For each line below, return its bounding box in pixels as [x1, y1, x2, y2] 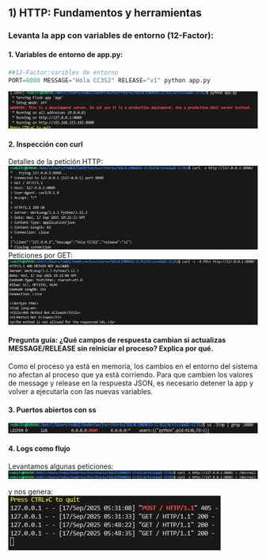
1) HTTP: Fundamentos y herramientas [8, 6, 202, 20]
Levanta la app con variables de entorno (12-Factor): [8, 30, 214, 41]
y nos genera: [8, 487, 54, 496]
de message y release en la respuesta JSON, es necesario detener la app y [8, 378, 254, 388]
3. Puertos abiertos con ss [8, 404, 97, 415]
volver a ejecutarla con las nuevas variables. [8, 387, 153, 396]
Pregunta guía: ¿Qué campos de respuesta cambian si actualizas [8, 335, 226, 345]
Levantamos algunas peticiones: [8, 461, 114, 471]
